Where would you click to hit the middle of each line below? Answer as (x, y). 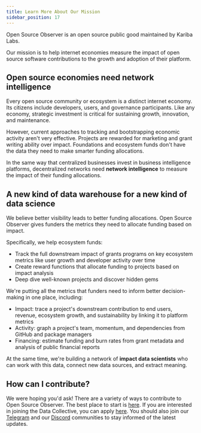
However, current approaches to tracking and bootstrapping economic (93, 132)
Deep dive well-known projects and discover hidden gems (86, 280)
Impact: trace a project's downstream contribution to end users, (93, 309)
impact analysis (34, 273)
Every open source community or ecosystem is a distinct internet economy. (99, 101)
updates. (17, 423)
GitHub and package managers (53, 334)
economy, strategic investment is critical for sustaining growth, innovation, (98, 114)
